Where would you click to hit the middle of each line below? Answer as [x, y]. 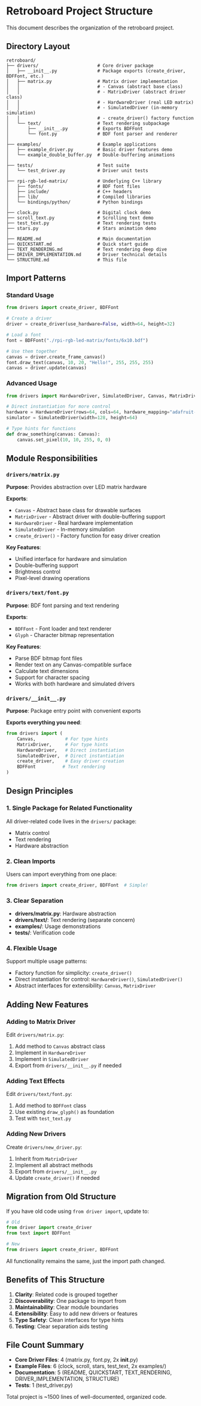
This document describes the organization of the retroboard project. [90, 28]
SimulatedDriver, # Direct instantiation [71, 756]
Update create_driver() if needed [57, 1177]
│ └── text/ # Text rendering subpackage [88, 123]
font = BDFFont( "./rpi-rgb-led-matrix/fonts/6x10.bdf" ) [77, 340]
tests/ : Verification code [45, 933]
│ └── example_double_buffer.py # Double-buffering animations [91, 155]
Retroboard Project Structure [80, 11]
